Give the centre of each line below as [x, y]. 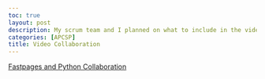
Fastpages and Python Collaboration [67, 66]
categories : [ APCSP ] [42, 37]
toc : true [24, 15]
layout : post [30, 23]
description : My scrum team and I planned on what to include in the [125, 30]
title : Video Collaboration [54, 45]
